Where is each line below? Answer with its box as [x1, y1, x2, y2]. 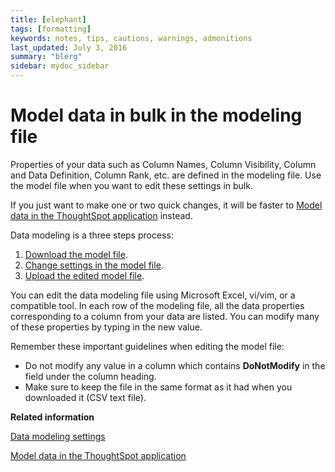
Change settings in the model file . [24, 259, 164, 271]
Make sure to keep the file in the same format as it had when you [24, 381, 293, 393]
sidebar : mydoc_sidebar [10, 61, 110, 71]
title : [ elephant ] [10, 14, 87, 25]
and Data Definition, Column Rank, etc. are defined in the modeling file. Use [10, 169, 322, 181]
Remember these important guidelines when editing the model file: [10, 340, 285, 352]
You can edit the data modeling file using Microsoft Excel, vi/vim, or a [10, 289, 296, 301]
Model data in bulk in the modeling [10, 104, 303, 127]
